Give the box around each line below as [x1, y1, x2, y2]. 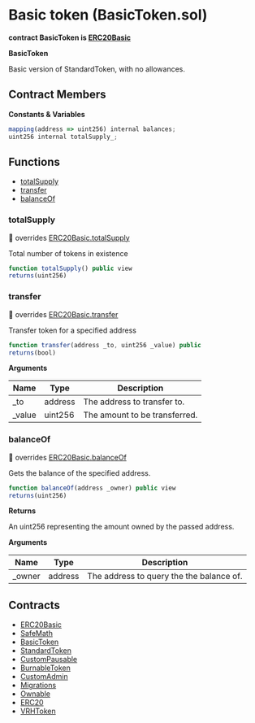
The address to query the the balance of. [87, 571, 243, 582]
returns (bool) [8, 348, 57, 357]
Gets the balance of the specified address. [8, 468, 151, 477]
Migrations [19, 681, 57, 690]
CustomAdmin [19, 672, 68, 682]
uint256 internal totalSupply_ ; [8, 133, 118, 141]
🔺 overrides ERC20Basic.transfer [8, 309, 119, 319]
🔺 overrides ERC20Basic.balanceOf [8, 452, 127, 462]
